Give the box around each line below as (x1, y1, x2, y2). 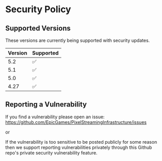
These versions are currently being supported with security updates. (5, 37, 150, 43)
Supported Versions (5, 24, 71, 33)
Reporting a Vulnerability (5, 100, 87, 109)
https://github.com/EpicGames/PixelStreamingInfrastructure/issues (5, 119, 147, 125)
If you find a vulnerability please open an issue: (5, 114, 105, 120)
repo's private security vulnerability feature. (5, 149, 98, 156)
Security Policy (5, 4, 72, 15)
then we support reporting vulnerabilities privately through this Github (5, 144, 152, 150)
